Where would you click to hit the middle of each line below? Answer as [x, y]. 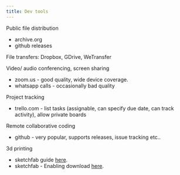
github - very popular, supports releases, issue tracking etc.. [88, 137]
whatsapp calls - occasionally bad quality [65, 86]
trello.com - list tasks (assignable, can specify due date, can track [94, 108]
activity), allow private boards [50, 114]
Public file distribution [32, 28]
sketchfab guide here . [41, 160]
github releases [33, 45]
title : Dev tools [27, 11]
